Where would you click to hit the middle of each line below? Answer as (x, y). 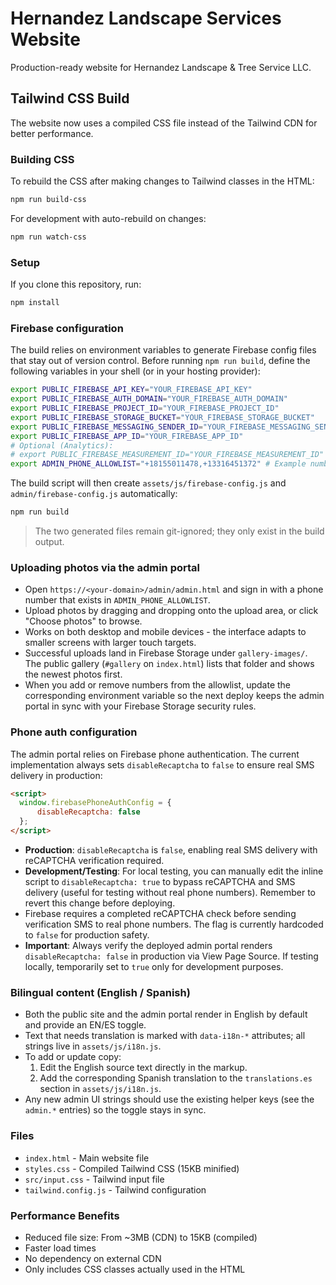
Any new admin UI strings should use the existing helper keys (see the (169, 1099)
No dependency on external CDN (93, 1258)
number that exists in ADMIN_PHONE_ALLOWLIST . (117, 600)
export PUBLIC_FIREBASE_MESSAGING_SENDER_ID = (106, 427)
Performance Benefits (65, 1215)
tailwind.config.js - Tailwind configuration (115, 1189)
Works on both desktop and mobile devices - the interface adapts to (165, 632)
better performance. (52, 133)
